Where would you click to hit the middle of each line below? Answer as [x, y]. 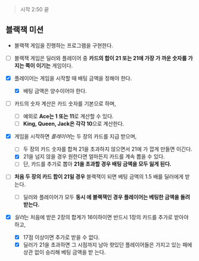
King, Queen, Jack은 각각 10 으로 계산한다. [74, 124]
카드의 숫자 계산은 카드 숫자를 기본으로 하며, [65, 103]
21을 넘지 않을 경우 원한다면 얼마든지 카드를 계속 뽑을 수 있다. [94, 157]
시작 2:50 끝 [35, 9]
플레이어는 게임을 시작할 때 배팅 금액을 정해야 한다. [73, 78]
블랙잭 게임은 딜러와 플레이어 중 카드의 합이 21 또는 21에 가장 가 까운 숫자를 [100, 58]
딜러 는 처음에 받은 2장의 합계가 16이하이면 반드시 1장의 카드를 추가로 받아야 [101, 217]
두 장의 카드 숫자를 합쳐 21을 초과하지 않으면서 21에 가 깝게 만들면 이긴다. [108, 149]
